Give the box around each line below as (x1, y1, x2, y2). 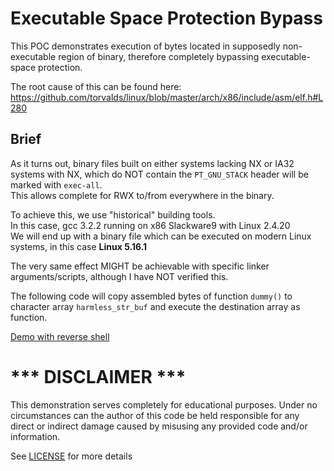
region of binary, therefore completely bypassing (58, 50, 260, 62)
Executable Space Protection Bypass (10, 7, 323, 30)
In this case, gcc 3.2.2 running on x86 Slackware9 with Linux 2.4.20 (10, 219, 291, 231)
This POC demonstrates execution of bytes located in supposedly (10, 40, 281, 52)
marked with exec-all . (10, 178, 103, 191)
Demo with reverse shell (10, 330, 110, 342)
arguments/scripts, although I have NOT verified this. (10, 270, 229, 282)
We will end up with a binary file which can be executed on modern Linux (10, 230, 312, 242)
